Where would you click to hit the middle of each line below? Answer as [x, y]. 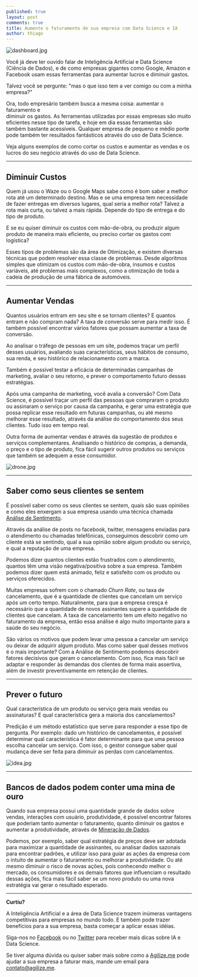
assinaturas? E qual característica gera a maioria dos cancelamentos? [91, 715]
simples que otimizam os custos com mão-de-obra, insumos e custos [91, 264]
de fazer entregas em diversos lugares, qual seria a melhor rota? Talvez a [95, 203]
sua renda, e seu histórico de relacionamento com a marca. [78, 358]
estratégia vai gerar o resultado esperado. [57, 885]
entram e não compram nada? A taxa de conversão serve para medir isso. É [98, 321]
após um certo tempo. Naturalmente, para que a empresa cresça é [87, 602]
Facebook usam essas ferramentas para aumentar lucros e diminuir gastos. [98, 75]
